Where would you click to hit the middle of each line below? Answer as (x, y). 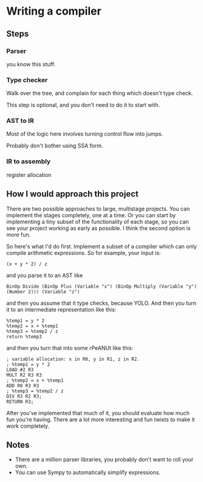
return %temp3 (24, 337)
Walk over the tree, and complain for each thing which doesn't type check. (100, 93)
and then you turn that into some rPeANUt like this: (70, 348)
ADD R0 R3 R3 (23, 386)
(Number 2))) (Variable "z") (43, 292)
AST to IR (20, 121)
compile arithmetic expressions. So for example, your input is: (84, 253)
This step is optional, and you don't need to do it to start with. (83, 105)
